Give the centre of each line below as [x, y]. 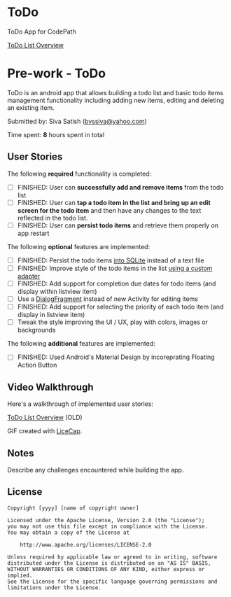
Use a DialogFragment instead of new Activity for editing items [107, 299]
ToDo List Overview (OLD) [45, 418]
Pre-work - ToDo [57, 73]
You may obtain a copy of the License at [69, 533]
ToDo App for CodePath [42, 31]
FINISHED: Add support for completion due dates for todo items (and [117, 283]
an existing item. [31, 107]
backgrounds [36, 330]
